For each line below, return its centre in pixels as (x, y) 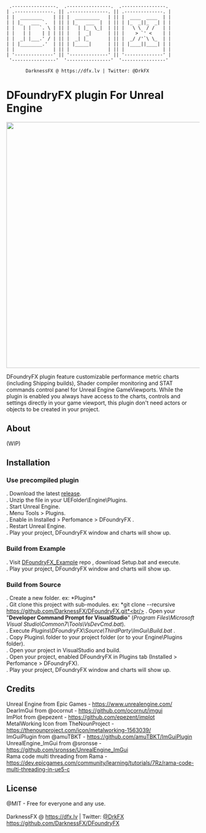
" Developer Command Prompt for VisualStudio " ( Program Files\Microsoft (101, 618)
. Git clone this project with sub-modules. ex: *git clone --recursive (91, 605)
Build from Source (34, 585)
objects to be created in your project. (53, 409)
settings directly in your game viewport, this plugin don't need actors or (97, 403)
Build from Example (36, 549)
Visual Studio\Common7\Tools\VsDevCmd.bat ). (66, 624)
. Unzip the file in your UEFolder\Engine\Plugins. (67, 500)
